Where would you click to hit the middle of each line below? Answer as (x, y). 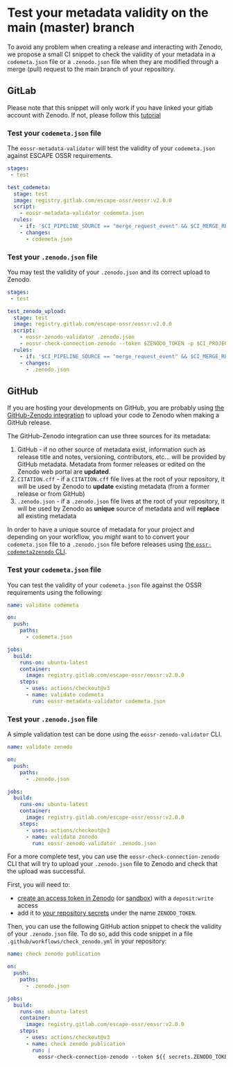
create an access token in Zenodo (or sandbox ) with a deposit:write (115, 898)
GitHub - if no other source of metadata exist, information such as (111, 449)
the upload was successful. (46, 872)
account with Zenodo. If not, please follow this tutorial (84, 115)
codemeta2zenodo (31, 552)
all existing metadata (47, 516)
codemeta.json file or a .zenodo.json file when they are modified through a (113, 61)
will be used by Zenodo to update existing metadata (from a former (113, 487)
